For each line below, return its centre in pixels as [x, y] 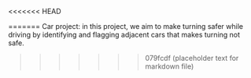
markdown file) [170, 66]
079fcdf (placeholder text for [192, 58]
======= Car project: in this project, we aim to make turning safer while [126, 26]
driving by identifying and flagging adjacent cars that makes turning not [124, 35]
